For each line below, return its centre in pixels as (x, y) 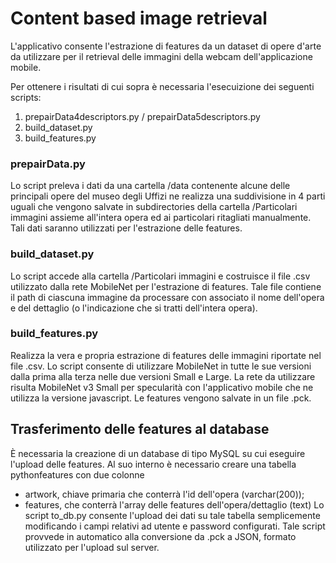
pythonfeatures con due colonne (77, 474)
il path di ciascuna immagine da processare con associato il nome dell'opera (167, 297)
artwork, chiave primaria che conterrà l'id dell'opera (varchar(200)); (164, 494)
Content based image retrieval (139, 18)
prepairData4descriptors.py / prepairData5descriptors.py (142, 116)
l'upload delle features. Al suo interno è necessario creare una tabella (153, 464)
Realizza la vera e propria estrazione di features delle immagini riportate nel (166, 355)
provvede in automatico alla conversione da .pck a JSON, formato (160, 536)
